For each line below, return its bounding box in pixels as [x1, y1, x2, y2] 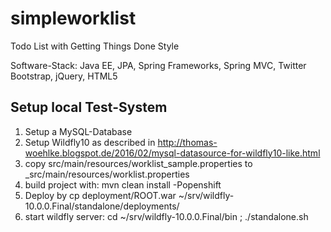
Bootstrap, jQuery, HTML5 [10, 70, 118, 82]
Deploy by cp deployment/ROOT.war [24, 189, 177, 201]
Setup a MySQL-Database [24, 125, 133, 137]
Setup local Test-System [10, 99, 168, 116]
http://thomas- [157, 136, 218, 148]
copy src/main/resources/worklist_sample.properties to [24, 157, 253, 169]
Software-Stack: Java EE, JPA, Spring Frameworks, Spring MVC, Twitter [10, 59, 307, 71]
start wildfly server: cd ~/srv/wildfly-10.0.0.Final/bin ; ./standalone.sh [24, 210, 309, 222]
